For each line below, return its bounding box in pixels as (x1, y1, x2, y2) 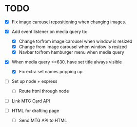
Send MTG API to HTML (19, 117, 67, 123)
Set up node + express (11, 79, 58, 84)
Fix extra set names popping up (19, 69, 83, 75)
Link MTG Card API (11, 98, 50, 104)
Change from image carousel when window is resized (19, 44, 127, 50)
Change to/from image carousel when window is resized (19, 38, 133, 44)
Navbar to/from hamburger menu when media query (19, 49, 125, 55)
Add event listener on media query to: (11, 29, 88, 34)
